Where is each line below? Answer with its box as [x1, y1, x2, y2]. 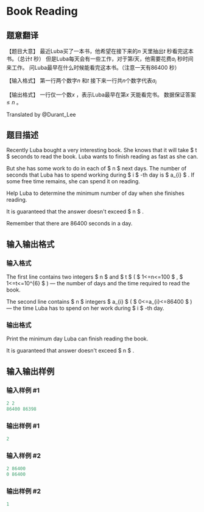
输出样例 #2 [6, 487, 41, 496]
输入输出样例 [6, 366, 55, 376]
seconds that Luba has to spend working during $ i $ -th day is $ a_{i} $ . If [6, 171, 195, 178]
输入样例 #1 [6, 386, 40, 395]
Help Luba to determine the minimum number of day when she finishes [6, 189, 185, 197]
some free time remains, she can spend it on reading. [6, 178, 140, 185]
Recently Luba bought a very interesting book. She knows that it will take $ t [6, 147, 197, 154]
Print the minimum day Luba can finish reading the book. [6, 335, 149, 343]
